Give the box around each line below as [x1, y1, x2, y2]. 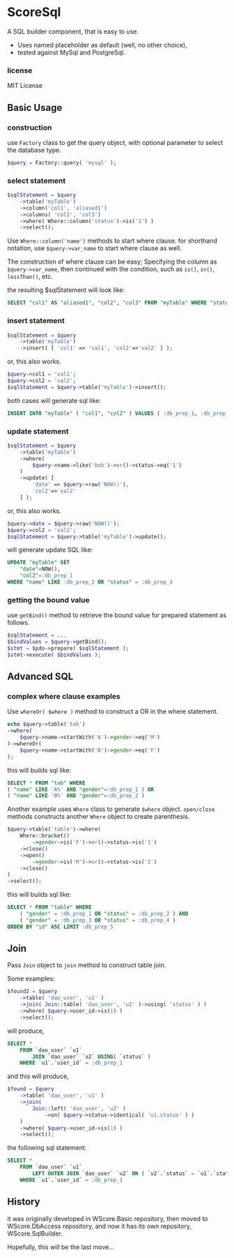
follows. [7, 619, 30, 627]
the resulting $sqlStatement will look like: [7, 286, 125, 294]
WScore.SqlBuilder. [7, 1229, 63, 1238]
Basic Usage [7, 102, 63, 114]
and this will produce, [7, 1072, 69, 1081]
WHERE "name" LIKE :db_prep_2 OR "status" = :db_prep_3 [7, 579, 173, 586]
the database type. [7, 146, 61, 154]
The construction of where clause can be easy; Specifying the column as [7, 257, 217, 266]
